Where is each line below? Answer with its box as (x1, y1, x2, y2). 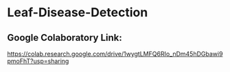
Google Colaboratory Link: (7, 32, 122, 43)
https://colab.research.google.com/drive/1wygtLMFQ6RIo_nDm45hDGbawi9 (7, 50, 223, 58)
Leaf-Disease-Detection (7, 5, 148, 20)
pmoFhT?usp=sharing (7, 57, 69, 65)
